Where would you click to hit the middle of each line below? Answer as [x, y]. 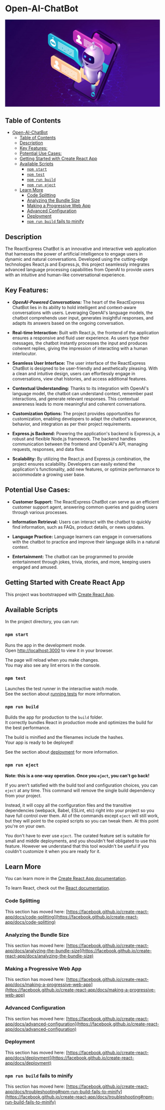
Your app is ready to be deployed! [39, 743]
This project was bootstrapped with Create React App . [60, 594]
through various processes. [40, 512]
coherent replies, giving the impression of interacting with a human [80, 348]
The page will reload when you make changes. [52, 660]
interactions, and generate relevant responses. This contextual [75, 399]
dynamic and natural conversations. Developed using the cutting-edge [77, 259]
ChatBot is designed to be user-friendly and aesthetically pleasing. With [85, 368]
